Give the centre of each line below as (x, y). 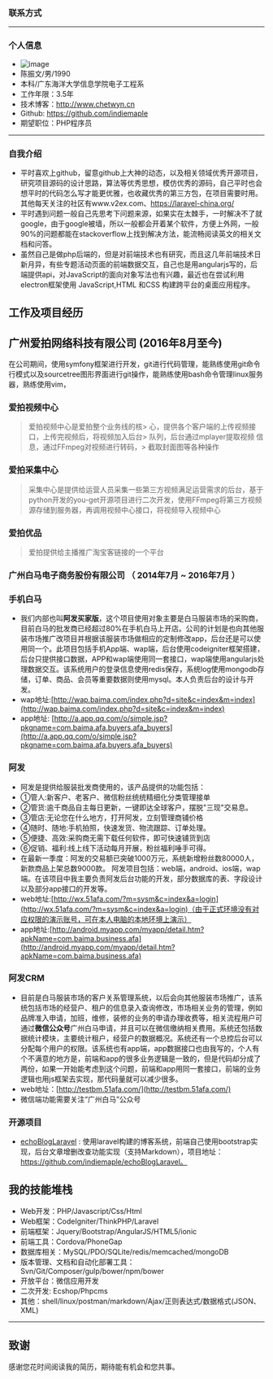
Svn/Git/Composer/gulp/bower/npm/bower (92, 1271)
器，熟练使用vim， (39, 385)
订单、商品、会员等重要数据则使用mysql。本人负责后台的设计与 (141, 679)
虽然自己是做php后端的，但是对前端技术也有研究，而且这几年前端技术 (137, 254)
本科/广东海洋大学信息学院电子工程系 (82, 84)
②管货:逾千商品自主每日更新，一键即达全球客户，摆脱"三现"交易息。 (136, 807)
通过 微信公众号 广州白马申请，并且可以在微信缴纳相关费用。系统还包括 (138, 1028)
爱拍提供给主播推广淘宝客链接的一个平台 (96, 552)
